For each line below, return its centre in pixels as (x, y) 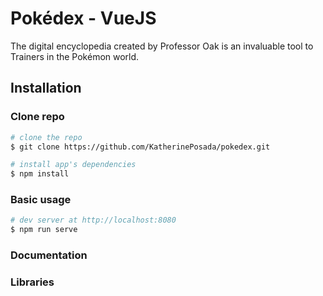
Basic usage (41, 200)
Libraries (32, 282)
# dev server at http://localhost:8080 (93, 220)
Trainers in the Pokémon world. (75, 56)
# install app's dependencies (73, 165)
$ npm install (40, 174)
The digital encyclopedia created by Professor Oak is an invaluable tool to (162, 46)
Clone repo (37, 117)
